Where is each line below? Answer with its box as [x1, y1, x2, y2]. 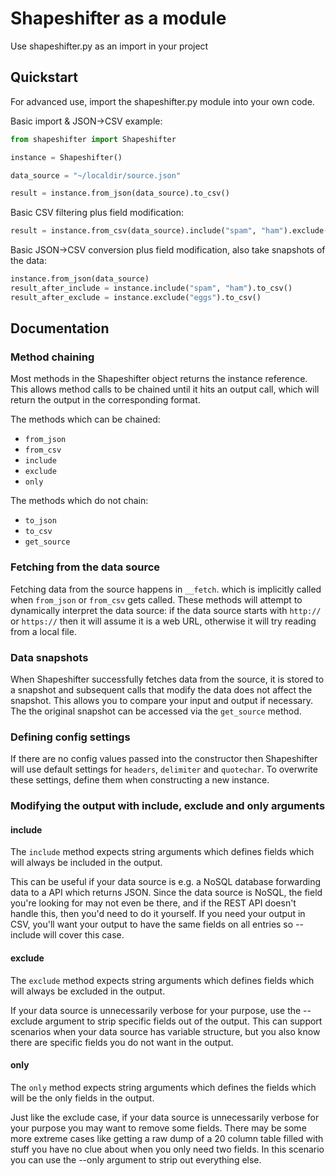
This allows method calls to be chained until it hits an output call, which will [10, 383, 320, 396]
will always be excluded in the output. [10, 985, 166, 997]
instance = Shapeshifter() [10, 152, 123, 162]
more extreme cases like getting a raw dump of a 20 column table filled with [10, 1132, 324, 1144]
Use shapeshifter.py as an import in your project [10, 40, 209, 52]
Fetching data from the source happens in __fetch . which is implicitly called [10, 583, 322, 595]
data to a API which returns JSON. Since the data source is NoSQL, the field [10, 887, 323, 899]
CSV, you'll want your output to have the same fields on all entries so [10, 918, 294, 931]
